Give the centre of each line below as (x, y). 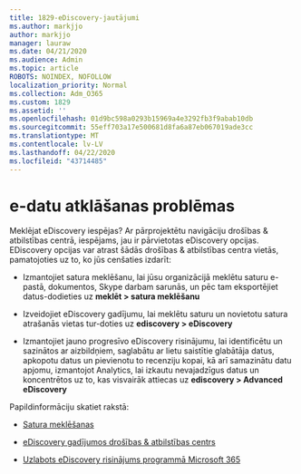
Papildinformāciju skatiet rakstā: (69, 407)
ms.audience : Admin (46, 60)
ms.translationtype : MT (54, 136)
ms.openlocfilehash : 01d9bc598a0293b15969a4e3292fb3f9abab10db (131, 119)
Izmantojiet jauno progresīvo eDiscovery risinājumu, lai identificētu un (152, 342)
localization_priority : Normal (68, 85)
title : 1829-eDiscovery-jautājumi (75, 18)
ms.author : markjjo (46, 26)
